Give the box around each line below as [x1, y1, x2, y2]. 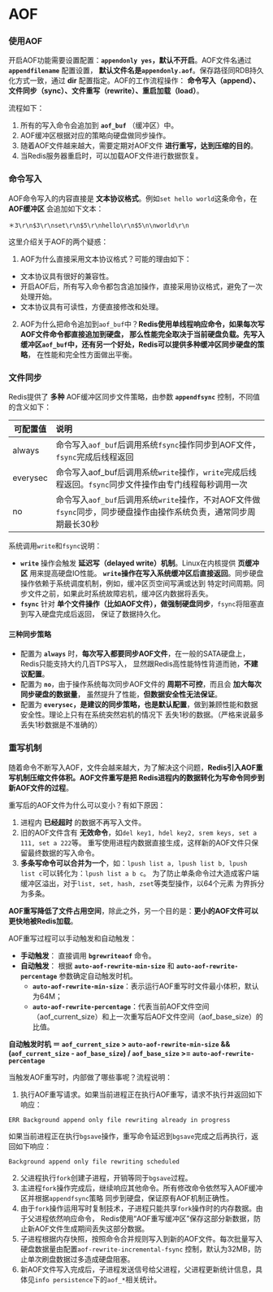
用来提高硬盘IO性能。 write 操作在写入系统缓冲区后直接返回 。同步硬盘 [29, 569, 264, 578]
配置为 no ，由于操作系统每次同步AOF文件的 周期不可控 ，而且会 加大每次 [19, 679, 262, 689]
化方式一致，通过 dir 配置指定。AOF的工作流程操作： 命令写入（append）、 [8, 76, 260, 85]
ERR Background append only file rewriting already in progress [8, 1115, 231, 1124]
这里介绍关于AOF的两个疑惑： [8, 237, 109, 247]
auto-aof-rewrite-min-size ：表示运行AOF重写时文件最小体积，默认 [32, 981, 259, 991]
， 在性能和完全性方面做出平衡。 [27, 349, 136, 359]
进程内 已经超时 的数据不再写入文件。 [19, 817, 146, 827]
